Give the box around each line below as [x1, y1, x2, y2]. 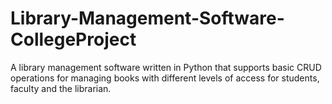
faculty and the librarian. [10, 82, 112, 94]
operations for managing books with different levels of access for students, [10, 72, 320, 84]
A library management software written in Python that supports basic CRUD [10, 61, 322, 73]
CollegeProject [10, 28, 137, 51]
